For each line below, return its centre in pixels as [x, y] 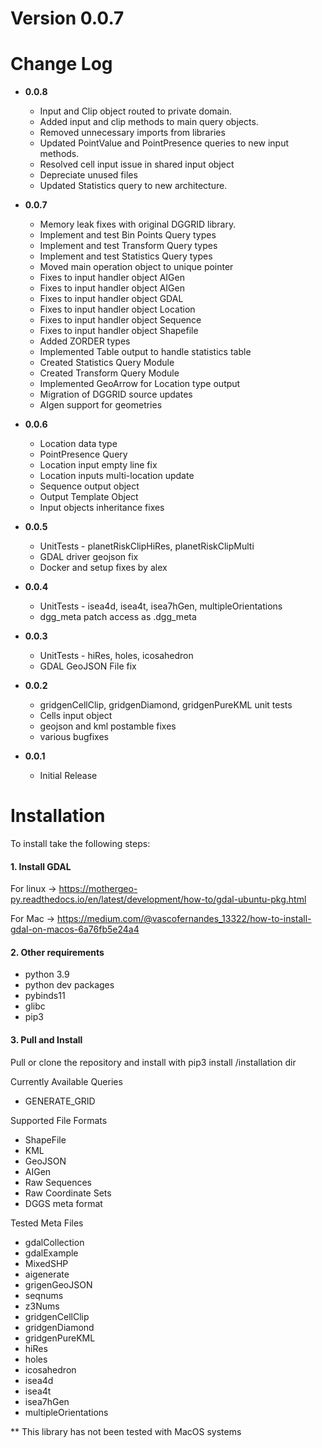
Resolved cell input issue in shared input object [137, 164]
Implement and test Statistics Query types [126, 256]
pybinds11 [45, 996]
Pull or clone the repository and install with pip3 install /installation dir [153, 1062]
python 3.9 [47, 974]
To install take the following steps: [80, 844]
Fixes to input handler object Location [117, 309]
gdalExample [51, 1253]
